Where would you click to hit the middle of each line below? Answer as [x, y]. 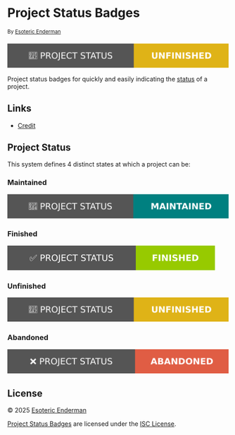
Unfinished [27, 286]
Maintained [27, 183]
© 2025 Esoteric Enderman [47, 410]
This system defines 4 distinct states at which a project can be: [99, 164]
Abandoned [28, 337]
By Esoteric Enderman [34, 32]
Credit [26, 125]
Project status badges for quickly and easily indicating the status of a [107, 79]
